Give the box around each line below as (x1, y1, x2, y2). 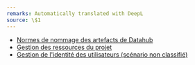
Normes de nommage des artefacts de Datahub (16, 35, 153, 44)
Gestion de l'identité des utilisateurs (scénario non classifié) (16, 50, 188, 59)
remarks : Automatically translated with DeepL (6, 10, 144, 17)
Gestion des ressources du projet (16, 43, 112, 51)
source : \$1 (6, 17, 41, 24)
